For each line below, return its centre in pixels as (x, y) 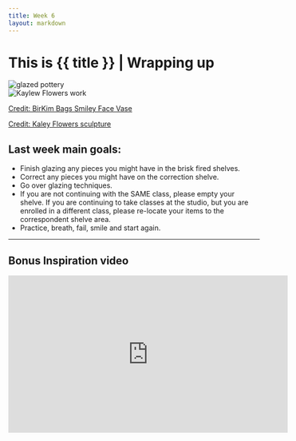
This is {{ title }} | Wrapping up (111, 63)
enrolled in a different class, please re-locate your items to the (122, 211)
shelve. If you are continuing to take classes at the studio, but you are (134, 203)
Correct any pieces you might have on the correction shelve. (119, 177)
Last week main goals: (65, 149)
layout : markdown (37, 23)
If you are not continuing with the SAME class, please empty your (127, 194)
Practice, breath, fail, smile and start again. (90, 228)
